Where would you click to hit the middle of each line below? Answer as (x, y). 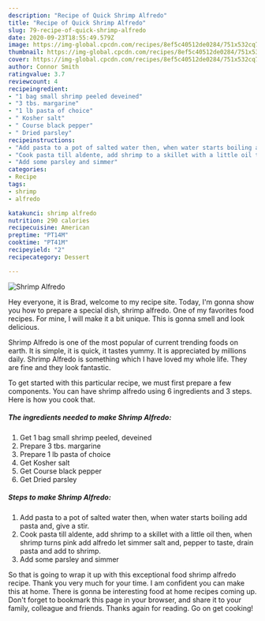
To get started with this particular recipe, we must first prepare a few (120, 383)
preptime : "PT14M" (38, 235)
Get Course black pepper (61, 471)
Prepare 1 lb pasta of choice (65, 454)
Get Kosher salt (45, 462)
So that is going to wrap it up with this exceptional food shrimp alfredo (122, 574)
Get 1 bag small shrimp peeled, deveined (86, 437)
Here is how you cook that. (52, 399)
